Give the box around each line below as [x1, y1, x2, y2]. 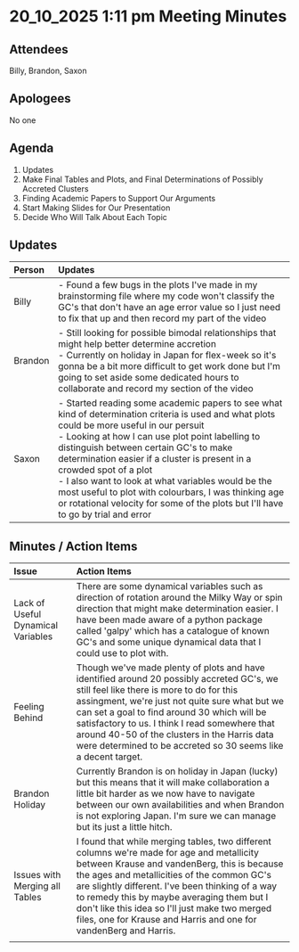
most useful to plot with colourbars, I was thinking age [57, 486, 285, 498]
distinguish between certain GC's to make [57, 441, 233, 454]
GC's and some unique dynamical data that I [76, 636, 262, 648]
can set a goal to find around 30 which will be [76, 706, 267, 718]
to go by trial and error [57, 508, 152, 521]
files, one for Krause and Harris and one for [76, 914, 257, 926]
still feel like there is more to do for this [76, 684, 238, 696]
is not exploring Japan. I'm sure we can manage [76, 809, 277, 822]
